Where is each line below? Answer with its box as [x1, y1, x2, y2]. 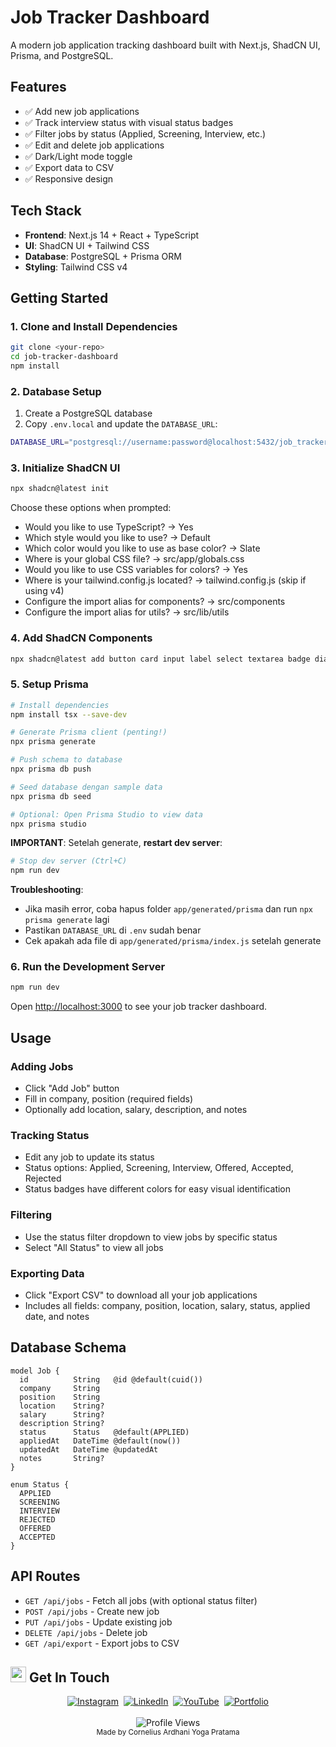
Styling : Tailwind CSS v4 [24, 261, 128, 273]
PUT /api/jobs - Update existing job [24, 1616, 173, 1628]
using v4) [24, 585, 65, 597]
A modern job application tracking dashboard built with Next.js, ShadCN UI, [10, 39, 321, 51]
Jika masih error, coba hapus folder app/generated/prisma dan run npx [24, 903, 313, 915]
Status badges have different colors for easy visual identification [24, 1183, 292, 1195]
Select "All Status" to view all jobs [24, 1241, 164, 1253]
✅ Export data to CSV [24, 161, 115, 173]
